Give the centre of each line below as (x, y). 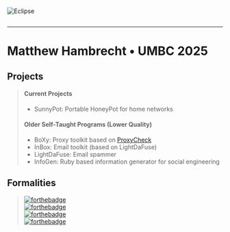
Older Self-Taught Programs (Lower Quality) (88, 125)
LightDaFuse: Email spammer (75, 154)
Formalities (31, 183)
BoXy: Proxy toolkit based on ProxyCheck (93, 140)
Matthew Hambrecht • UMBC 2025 (108, 51)
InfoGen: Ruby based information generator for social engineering (127, 162)
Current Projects (48, 94)
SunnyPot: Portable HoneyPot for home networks (103, 109)
